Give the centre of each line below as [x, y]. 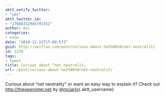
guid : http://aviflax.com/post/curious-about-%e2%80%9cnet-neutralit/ [80, 47]
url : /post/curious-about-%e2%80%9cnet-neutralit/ [59, 70]
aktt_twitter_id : [23, 19]
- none [12, 38]
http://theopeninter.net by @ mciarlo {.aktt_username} [59, 89]
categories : [17, 33]
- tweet [13, 61]
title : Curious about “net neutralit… [45, 65]
